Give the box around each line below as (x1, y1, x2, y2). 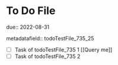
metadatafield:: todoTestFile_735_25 (6, 35, 94, 42)
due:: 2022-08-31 (6, 23, 50, 30)
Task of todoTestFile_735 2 (14, 53, 81, 60)
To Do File (6, 4, 56, 18)
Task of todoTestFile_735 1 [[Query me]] (14, 46, 113, 53)
